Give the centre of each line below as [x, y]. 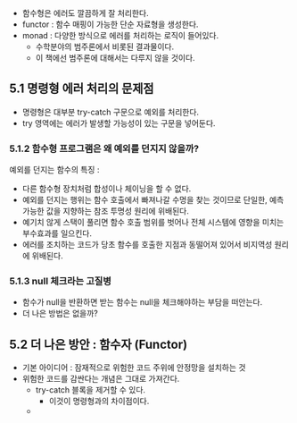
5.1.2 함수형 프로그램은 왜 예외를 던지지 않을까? [104, 148]
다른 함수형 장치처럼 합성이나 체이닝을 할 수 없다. [107, 189]
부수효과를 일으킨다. [57, 233]
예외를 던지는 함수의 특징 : [54, 170]
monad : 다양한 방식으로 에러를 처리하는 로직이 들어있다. [120, 35]
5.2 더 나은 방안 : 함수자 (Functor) [99, 344]
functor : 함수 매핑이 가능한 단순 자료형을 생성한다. [110, 24]
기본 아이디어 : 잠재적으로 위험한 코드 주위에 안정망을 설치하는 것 [134, 368]
